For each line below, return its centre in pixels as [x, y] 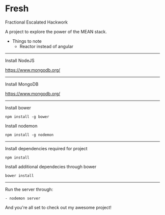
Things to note [27, 41]
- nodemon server [23, 198]
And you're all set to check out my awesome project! [58, 207]
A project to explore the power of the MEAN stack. [56, 31]
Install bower [18, 107]
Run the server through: [29, 189]
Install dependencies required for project [46, 148]
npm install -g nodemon [29, 135]
